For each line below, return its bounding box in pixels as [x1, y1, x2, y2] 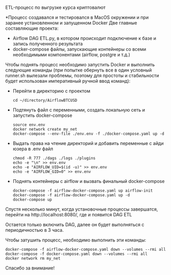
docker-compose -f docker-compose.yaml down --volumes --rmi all [5, 251, 147, 256]
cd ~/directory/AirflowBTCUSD [12, 98, 78, 103]
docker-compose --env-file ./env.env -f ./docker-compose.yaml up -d [12, 131, 165, 136]
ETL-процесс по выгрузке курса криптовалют [5, 5, 106, 10]
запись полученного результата [12, 41, 83, 47]
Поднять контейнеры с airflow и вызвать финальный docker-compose [12, 178, 165, 184]
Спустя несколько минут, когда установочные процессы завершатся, [5, 206, 158, 212]
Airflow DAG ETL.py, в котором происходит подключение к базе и [12, 35, 157, 41]
